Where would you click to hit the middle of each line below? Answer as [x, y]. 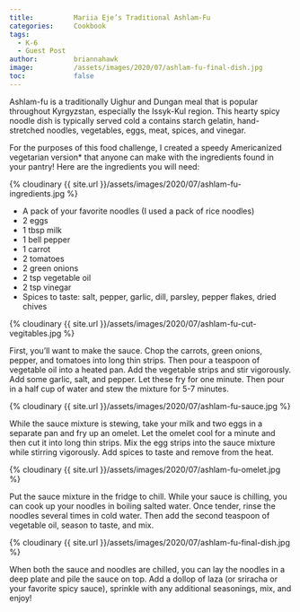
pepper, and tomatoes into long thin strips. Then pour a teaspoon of [135, 360]
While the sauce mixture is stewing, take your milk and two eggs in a [136, 424]
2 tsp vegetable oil [57, 277]
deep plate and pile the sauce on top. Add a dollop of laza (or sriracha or [144, 579]
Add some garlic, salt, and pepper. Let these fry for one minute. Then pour [147, 379]
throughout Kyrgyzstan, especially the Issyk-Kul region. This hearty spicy [145, 111]
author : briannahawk [64, 59]
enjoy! [21, 598]
